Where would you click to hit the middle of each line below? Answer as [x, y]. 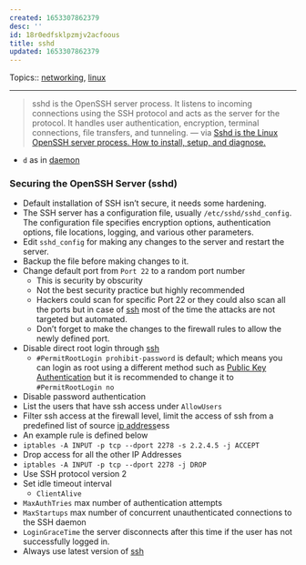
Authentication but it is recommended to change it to [135, 378]
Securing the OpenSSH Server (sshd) [93, 184]
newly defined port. [73, 338]
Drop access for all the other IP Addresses [102, 455]
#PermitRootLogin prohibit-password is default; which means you [159, 358]
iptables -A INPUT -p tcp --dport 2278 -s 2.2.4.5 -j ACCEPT [141, 446]
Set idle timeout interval [67, 484]
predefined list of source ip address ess [96, 426]
